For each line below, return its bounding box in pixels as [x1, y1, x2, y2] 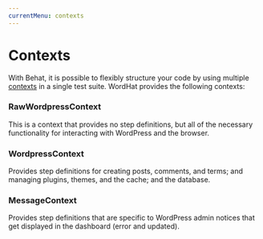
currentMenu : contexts [8, 11, 84, 20]
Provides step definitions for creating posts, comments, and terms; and [8, 166, 243, 176]
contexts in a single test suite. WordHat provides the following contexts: [8, 81, 245, 91]
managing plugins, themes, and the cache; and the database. [8, 175, 211, 184]
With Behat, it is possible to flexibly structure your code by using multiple [8, 73, 250, 83]
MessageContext [8, 195, 78, 206]
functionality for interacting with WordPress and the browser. [8, 128, 210, 137]
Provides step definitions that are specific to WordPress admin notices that [8, 213, 255, 223]
